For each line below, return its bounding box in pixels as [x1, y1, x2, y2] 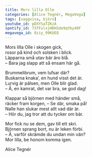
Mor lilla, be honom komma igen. [5, 137, 72, 143]
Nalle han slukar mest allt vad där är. [5, 106, 80, 112]
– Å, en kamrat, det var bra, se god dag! [5, 86, 87, 91]
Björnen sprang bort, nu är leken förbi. [5, 126, 84, 132]
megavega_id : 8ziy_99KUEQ [5, 30, 59, 35]
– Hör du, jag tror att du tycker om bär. [5, 111, 84, 117]
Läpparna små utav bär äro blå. [5, 55, 70, 60]
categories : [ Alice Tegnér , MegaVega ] [5, 12, 86, 17]
